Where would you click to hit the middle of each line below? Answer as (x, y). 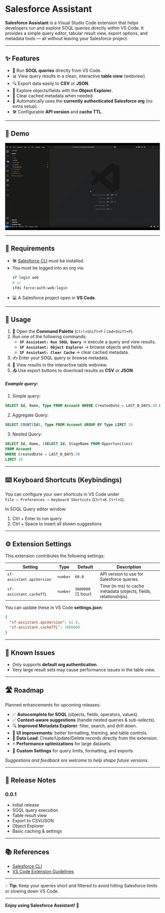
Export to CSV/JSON (33, 821)
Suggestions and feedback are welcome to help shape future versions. (77, 760)
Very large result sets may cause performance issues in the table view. (84, 670)
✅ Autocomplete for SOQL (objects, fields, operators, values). (75, 714)
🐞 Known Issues (30, 653)
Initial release (26, 805)
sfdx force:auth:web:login (40, 288)
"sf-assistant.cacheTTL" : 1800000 (45, 627)
